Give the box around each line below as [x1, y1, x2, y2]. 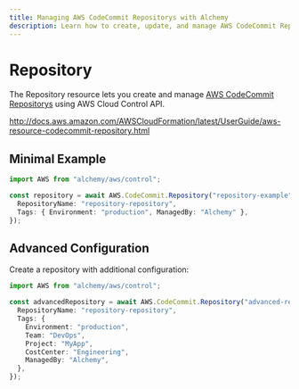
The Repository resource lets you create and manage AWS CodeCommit [9, 89, 274, 100]
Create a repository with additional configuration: [9, 264, 190, 275]
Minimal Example [9, 151, 107, 166]
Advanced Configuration [9, 241, 149, 256]
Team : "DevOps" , [25, 331, 86, 340]
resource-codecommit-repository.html [9, 126, 150, 137]
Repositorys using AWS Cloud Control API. [9, 99, 166, 110]
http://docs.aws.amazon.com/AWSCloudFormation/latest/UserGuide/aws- [9, 116, 281, 127]
